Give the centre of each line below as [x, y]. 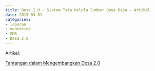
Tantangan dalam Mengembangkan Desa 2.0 [53, 63]
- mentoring [18, 29]
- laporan [16, 24]
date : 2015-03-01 [24, 15]
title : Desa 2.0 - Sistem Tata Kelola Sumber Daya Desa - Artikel [78, 10]
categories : [18, 19]
